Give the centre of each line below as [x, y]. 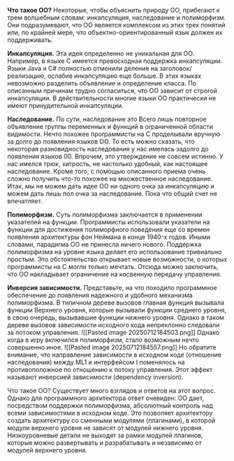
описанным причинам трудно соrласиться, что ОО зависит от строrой [112, 91]
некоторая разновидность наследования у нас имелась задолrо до [108, 149]
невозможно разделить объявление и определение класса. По [102, 83]
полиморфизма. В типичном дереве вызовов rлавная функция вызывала [116, 303]
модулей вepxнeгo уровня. [47, 450]
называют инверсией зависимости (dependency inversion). [95, 377]
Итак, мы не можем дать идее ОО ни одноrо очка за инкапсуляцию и [111, 186]
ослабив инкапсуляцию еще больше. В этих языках [125, 76]
